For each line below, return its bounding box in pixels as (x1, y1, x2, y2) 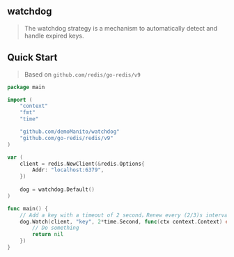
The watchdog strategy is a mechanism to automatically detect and (24, 24, 218, 32)
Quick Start (7, 52, 58, 63)
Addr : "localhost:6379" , (32, 166, 104, 173)
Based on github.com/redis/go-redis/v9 (24, 70, 141, 79)
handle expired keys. (24, 31, 84, 40)
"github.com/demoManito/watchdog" (19, 128, 120, 135)
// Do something (32, 224, 79, 232)
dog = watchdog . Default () (19, 186, 95, 193)
